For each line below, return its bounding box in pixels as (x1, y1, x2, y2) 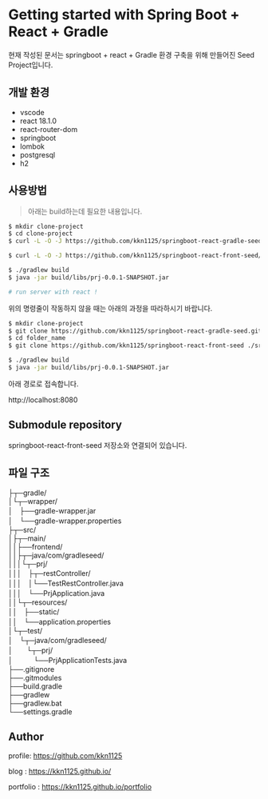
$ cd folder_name (8, 334, 66, 342)
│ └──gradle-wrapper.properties (8, 516, 122, 525)
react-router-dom (19, 124, 78, 134)
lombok (19, 142, 45, 151)
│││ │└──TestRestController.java (8, 578, 124, 588)
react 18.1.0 (19, 116, 57, 126)
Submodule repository (8, 418, 122, 432)
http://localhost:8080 (8, 394, 78, 405)
